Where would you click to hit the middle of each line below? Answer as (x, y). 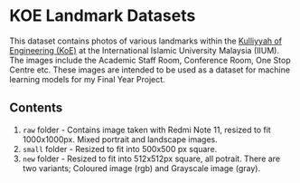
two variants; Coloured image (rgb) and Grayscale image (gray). (141, 168)
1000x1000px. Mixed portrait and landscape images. (120, 139)
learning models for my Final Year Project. (87, 79)
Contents (36, 108)
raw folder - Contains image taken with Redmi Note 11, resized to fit (146, 130)
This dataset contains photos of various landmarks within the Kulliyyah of (146, 41)
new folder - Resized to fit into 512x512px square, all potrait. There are (151, 159)
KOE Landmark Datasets (103, 16)
